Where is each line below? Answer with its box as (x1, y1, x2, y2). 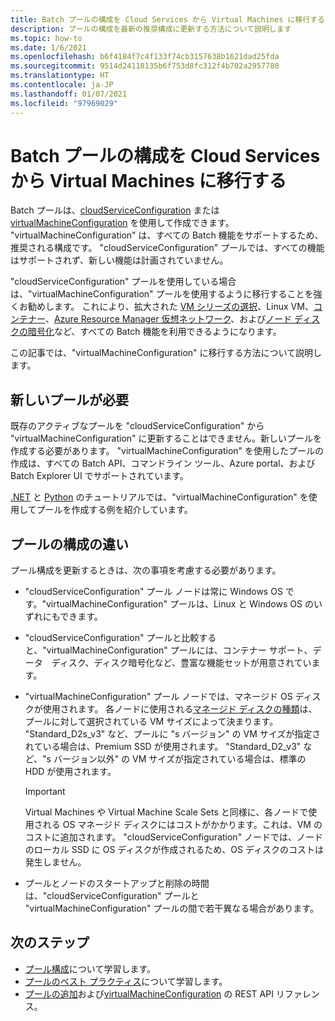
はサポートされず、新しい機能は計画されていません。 (10, 254, 229, 266)
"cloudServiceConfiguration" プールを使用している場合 (10, 276, 237, 288)
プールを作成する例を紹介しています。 (36, 504, 193, 516)
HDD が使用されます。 (24, 766, 117, 778)
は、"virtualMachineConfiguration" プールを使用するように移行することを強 (10, 288, 323, 300)
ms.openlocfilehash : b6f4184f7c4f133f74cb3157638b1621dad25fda (10, 52, 280, 62)
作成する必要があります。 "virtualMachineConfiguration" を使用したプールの (10, 445, 325, 457)
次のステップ (10, 934, 90, 951)
